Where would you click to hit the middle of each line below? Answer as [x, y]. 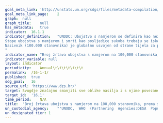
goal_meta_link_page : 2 [32, 14]
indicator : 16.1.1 [25, 32]
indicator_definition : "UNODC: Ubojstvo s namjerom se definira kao [78, 37]
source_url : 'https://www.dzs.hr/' [41, 86]
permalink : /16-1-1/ [27, 73]
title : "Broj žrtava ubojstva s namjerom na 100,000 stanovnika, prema [80, 104]
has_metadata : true [27, 28]
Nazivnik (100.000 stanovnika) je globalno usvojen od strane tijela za [80, 46]
